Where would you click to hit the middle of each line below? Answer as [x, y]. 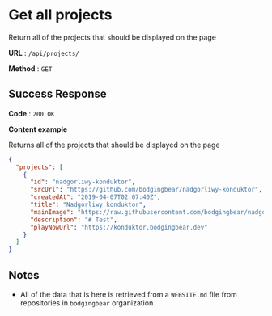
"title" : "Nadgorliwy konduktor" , [88, 204]
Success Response [57, 94]
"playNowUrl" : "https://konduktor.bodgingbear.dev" [119, 227]
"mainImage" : [52, 212]
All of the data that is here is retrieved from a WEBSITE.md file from [128, 294]
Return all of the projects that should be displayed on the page [113, 37]
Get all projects [60, 15]
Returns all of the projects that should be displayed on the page [114, 145]
